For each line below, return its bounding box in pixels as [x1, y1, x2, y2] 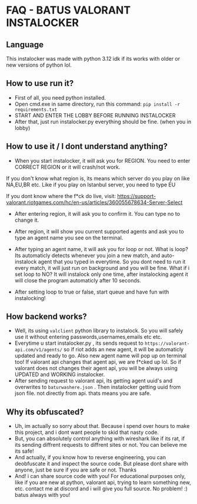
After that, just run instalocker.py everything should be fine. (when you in [14, 118, 192, 125]
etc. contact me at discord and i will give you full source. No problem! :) [14, 485, 188, 492]
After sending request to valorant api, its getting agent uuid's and [14, 377, 173, 384]
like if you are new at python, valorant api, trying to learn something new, [14, 479, 191, 486]
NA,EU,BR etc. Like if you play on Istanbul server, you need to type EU [6, 181, 176, 188]
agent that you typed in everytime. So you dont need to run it [38, 258, 186, 265]
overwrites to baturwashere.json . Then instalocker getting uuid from [14, 384, 181, 391]
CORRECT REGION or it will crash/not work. [14, 163, 121, 170]
